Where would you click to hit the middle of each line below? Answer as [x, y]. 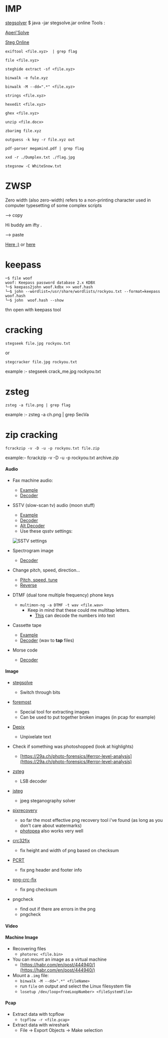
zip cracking [32, 435]
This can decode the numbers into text [75, 615]
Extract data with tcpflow [38, 1014]
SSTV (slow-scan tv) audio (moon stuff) [54, 505]
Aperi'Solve [17, 32]
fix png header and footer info [51, 870]
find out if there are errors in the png [58, 909]
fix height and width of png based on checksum [69, 851]
